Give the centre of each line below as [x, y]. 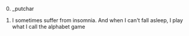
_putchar [23, 9]
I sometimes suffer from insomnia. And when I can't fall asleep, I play [98, 20]
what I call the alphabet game [48, 27]
